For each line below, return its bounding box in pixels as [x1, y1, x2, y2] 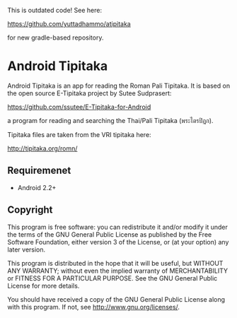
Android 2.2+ [17, 183, 57, 192]
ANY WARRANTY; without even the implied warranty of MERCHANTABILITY [7, 266, 229, 275]
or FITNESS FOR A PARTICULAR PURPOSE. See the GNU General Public [7, 273, 218, 282]
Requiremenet [7, 165, 71, 177]
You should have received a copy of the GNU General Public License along [7, 295, 225, 303]
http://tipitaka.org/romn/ [7, 144, 78, 153]
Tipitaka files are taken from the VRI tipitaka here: [7, 130, 151, 139]
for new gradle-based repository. [7, 33, 104, 42]
